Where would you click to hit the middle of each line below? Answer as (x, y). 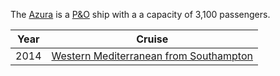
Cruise (152, 39)
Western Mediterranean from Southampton (152, 56)
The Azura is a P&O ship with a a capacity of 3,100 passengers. (140, 14)
